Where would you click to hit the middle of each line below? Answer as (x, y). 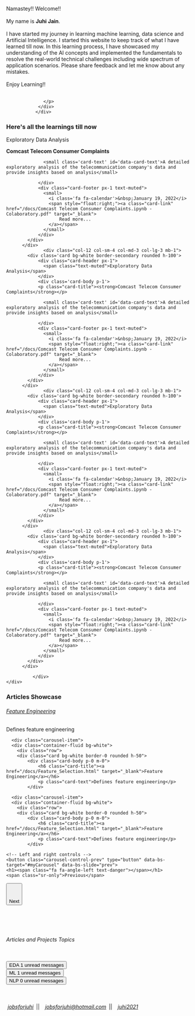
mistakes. (18, 72)
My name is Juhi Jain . (33, 21)
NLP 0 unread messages (36, 981)
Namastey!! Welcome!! (33, 9)
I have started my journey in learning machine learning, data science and (95, 34)
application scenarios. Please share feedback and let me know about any (95, 65)
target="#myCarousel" (33, 865)
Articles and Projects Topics (41, 940)
